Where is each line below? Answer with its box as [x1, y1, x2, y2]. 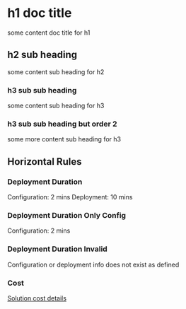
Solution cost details [7, 293, 67, 302]
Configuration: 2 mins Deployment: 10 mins [7, 193, 133, 202]
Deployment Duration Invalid [7, 244, 107, 254]
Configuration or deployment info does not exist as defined [7, 260, 180, 269]
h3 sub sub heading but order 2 [7, 119, 117, 129]
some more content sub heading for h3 [7, 135, 122, 144]
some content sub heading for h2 [7, 67, 105, 76]
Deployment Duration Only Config [7, 210, 126, 220]
